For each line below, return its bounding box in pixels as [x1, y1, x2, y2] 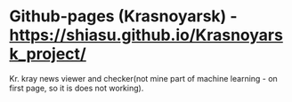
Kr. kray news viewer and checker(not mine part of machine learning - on [9, 73, 278, 83]
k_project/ [9, 44, 86, 64]
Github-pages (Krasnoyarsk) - [9, 6, 238, 27]
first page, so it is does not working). [9, 82, 144, 93]
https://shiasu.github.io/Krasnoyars [9, 25, 283, 45]
